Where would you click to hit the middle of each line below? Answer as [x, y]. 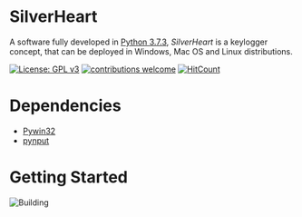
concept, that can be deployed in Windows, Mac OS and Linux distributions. [151, 51]
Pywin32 [39, 131]
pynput [36, 140]
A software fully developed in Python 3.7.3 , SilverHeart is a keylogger [139, 42]
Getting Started [69, 178]
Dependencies [65, 106]
